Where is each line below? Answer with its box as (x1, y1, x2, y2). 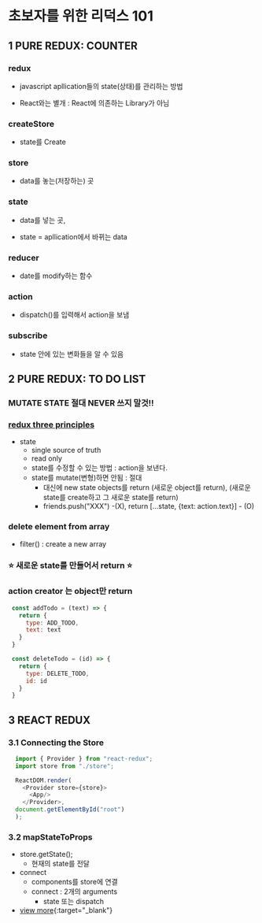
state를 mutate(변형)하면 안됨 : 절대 (31, 473, 142, 483)
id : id (25, 676, 47, 685)
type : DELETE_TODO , (25, 669, 90, 677)
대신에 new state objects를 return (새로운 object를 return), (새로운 (42, 483, 252, 492)
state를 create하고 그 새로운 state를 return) (42, 493, 179, 502)
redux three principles (8, 419, 95, 430)
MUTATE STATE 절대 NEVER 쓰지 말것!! (8, 397, 154, 408)
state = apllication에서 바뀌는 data (19, 232, 127, 241)
